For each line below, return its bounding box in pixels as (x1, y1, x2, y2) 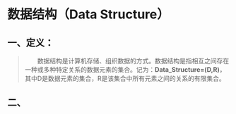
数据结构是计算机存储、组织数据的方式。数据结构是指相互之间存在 (37, 57, 230, 65)
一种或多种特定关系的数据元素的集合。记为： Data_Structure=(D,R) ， (24, 65, 226, 74)
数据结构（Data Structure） (7, 6, 170, 23)
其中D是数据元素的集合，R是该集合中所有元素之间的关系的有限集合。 (24, 75, 225, 82)
